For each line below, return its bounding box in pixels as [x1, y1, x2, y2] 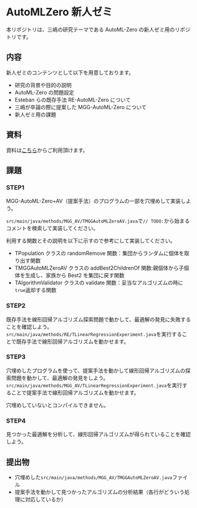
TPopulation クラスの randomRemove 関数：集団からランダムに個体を [14, 250, 185, 257]
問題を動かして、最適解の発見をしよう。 [11, 374, 109, 381]
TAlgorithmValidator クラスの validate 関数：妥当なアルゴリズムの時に [14, 279, 183, 286]
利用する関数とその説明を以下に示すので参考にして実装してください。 [6, 237, 176, 244]
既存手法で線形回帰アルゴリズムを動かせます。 [16, 338, 129, 345]
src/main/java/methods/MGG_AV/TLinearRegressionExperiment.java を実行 [6, 381, 182, 389]
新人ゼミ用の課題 [14, 111, 56, 118]
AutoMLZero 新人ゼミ [6, 5, 113, 19]
